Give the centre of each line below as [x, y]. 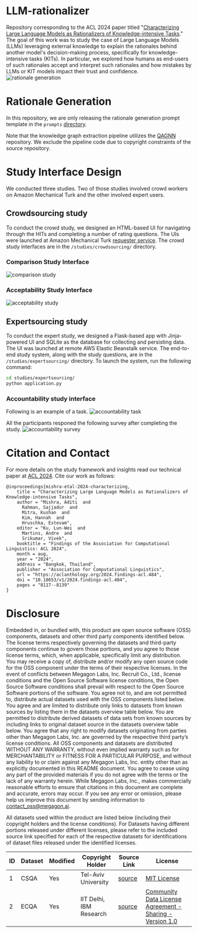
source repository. [28, 148]
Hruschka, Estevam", [47, 523]
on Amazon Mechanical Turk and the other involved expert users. [85, 195]
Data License [164, 899]
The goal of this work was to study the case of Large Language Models [93, 40]
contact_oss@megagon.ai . [38, 806]
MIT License [162, 878]
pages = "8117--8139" [43, 585]
